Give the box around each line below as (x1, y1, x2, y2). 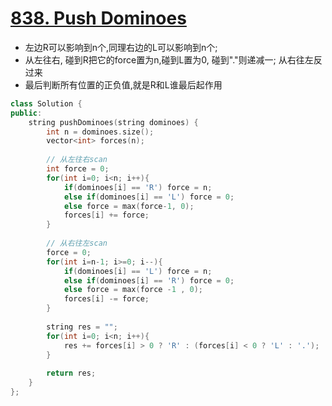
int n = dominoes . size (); (46, 127, 155, 137)
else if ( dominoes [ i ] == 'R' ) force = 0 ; (63, 275, 235, 286)
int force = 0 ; (46, 164, 110, 174)
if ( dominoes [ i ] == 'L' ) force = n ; (63, 266, 213, 276)
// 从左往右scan (46, 155, 108, 165)
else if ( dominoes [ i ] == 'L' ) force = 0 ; (63, 192, 235, 202)
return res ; (46, 368, 97, 379)
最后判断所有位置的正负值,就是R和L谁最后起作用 (24, 78, 223, 91)
